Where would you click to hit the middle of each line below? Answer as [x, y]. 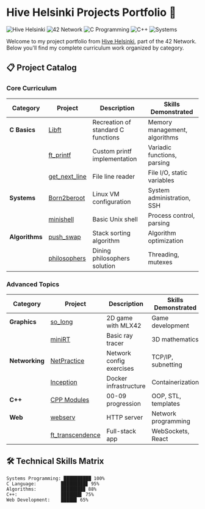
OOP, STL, [167, 396]
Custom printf [112, 151]
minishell [61, 219]
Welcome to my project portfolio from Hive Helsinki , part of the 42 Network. [102, 41]
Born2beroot [67, 198]
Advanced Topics [33, 284]
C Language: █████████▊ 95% [53, 484]
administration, [169, 198]
